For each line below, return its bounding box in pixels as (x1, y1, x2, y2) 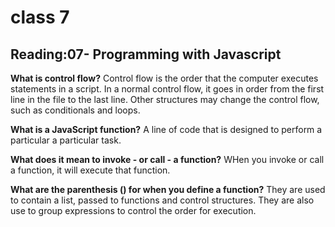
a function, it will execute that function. (10, 164, 171, 176)
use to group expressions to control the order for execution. (10, 205, 257, 216)
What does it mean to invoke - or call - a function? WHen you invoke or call (10, 154, 325, 165)
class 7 (10, 6, 70, 29)
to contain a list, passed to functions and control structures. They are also (10, 194, 315, 206)
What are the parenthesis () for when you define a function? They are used (10, 184, 326, 195)
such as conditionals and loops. (10, 104, 141, 116)
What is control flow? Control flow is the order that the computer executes (10, 72, 319, 84)
